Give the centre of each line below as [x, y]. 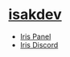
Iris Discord [39, 44]
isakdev [35, 15]
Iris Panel [35, 36]
